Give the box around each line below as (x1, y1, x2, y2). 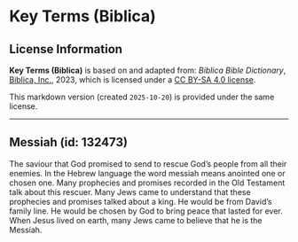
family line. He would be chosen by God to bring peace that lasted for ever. (9, 206, 283, 216)
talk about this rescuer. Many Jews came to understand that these (9, 186, 251, 197)
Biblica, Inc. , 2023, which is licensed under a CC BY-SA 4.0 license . (9, 74, 256, 85)
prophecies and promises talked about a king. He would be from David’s (9, 196, 272, 207)
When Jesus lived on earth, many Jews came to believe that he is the (9, 215, 263, 225)
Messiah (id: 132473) (9, 135, 129, 150)
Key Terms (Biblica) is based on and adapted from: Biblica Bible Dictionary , (9, 65, 286, 75)
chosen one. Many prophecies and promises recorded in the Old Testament (9, 177, 286, 188)
